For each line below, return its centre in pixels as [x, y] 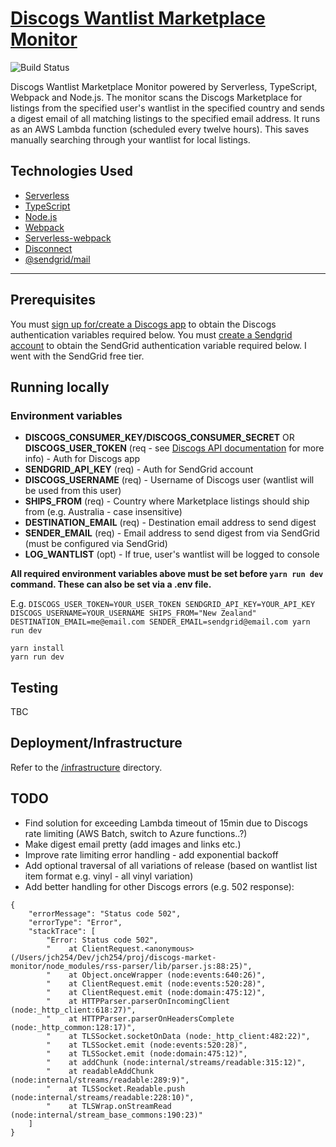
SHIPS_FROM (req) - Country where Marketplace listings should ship [167, 501]
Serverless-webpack [68, 238]
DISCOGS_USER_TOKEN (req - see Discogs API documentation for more [174, 448]
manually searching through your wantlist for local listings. [130, 139]
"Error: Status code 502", [102, 940]
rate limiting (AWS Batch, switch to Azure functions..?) [136, 833]
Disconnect [48, 248]
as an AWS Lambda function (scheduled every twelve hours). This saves [160, 129]
